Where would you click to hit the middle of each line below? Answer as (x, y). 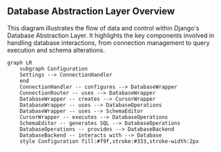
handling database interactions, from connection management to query (108, 42)
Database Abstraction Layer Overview (91, 11)
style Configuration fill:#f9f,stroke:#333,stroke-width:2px (109, 141)
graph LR (20, 63)
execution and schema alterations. (56, 50)
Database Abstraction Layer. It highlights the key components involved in (111, 35)
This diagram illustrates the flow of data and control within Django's (103, 28)
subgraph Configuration (54, 68)
